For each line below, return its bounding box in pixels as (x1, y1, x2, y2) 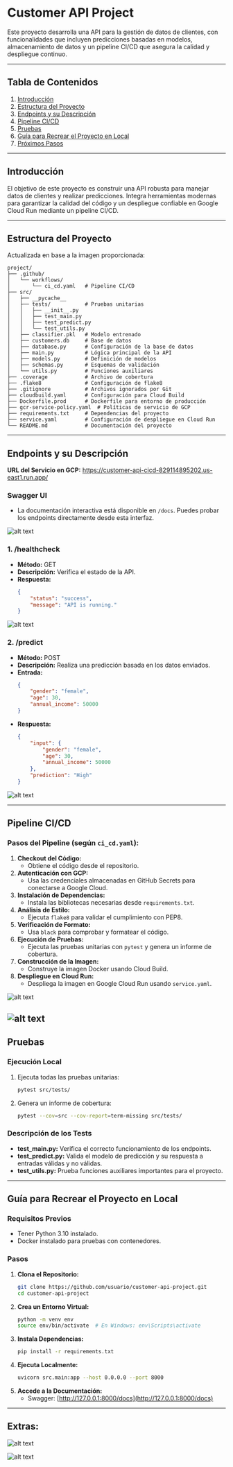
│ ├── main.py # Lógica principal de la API (7, 349, 172, 356)
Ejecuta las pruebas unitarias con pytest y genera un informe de (27, 942, 212, 950)
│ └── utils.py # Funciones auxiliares (7, 367, 154, 375)
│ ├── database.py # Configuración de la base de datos (7, 343, 194, 351)
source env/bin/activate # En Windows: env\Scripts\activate (17, 1322, 201, 1329)
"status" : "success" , (30, 595, 92, 602)
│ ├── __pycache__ (7, 295, 67, 302)
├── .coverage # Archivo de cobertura (7, 374, 154, 381)
